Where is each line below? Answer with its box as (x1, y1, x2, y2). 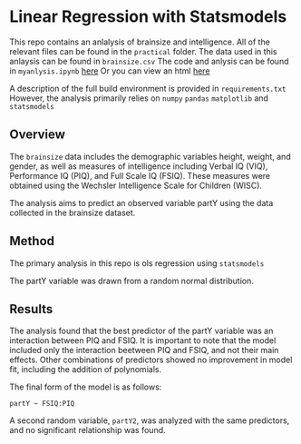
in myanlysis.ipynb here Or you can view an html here (9, 65, 210, 76)
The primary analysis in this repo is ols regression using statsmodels (9, 257, 265, 269)
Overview (9, 127, 66, 143)
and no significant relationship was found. (9, 425, 166, 436)
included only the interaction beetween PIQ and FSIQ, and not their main (9, 345, 279, 356)
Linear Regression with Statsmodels (9, 6, 287, 27)
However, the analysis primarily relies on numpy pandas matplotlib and (9, 93, 269, 104)
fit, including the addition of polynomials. (9, 364, 161, 375)
